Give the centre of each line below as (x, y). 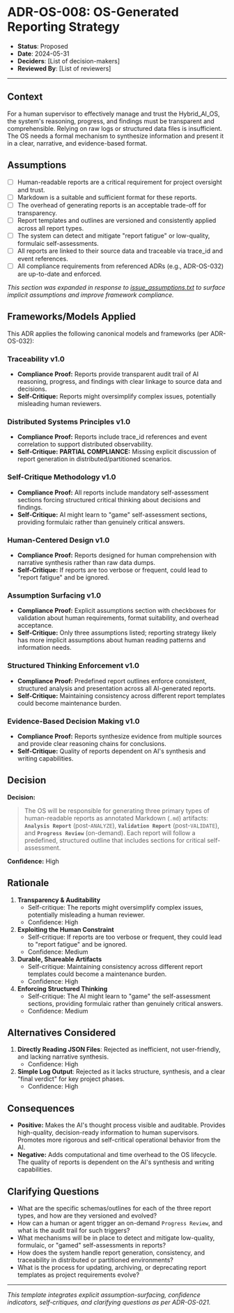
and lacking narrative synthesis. (63, 1057)
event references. (42, 258)
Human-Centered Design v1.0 (58, 540)
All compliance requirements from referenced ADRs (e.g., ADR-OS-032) (120, 266)
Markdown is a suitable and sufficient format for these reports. (107, 197)
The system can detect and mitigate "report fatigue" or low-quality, (114, 235)
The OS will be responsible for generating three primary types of (117, 810)
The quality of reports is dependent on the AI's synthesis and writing (116, 1162)
